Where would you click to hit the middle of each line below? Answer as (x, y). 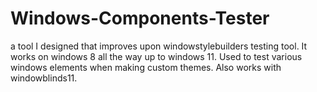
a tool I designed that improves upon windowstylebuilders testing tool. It (159, 46)
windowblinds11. (44, 78)
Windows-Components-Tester (140, 18)
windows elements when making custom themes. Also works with (146, 67)
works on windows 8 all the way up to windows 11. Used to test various (156, 56)
